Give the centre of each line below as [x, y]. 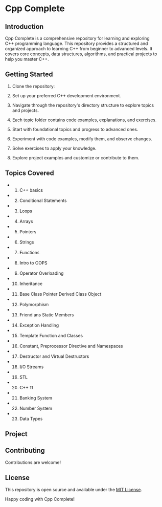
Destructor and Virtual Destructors [54, 356]
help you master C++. [27, 59]
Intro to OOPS [33, 263]
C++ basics [31, 190]
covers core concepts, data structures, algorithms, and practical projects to [81, 54]
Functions [29, 252]
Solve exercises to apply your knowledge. [54, 148]
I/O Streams [32, 367]
